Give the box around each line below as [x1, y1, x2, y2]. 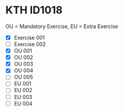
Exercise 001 [13, 34, 45, 41]
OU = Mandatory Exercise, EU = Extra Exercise [5, 23, 118, 30]
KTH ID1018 [5, 3, 63, 17]
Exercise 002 [13, 41, 46, 47]
